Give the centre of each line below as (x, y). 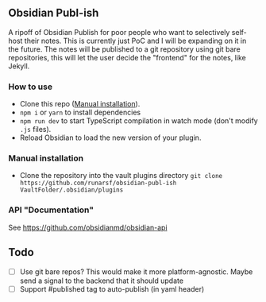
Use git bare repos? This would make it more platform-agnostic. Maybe (136, 271)
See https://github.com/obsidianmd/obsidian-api (88, 227)
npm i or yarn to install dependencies (80, 112)
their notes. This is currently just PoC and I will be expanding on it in (135, 41)
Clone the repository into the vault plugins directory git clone (121, 176)
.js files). (35, 130)
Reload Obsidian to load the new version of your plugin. (110, 137)
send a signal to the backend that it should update (102, 281)
